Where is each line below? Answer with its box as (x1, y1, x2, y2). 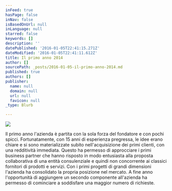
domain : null (10, 88, 38, 94)
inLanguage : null (5, 27, 43, 32)
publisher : (5, 79, 29, 84)
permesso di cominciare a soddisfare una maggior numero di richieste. (5, 180, 155, 186)
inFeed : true (5, 7, 33, 13)
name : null (10, 83, 33, 89)
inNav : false (5, 17, 33, 22)
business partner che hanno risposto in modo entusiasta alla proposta (5, 153, 154, 159)
